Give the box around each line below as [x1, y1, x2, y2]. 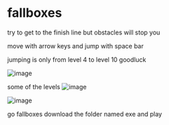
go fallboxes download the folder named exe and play [7, 110, 163, 118]
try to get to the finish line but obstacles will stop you [7, 28, 161, 37]
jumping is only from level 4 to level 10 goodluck [7, 55, 147, 64]
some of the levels [7, 82, 61, 91]
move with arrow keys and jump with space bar [7, 41, 144, 50]
